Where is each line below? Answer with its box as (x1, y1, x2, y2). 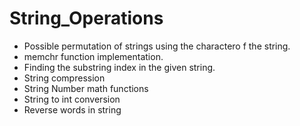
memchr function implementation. (23, 50, 164, 62)
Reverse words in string (23, 103, 122, 116)
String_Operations (9, 7, 164, 30)
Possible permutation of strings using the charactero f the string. (23, 40, 291, 52)
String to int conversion (23, 93, 121, 105)
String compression (23, 72, 106, 84)
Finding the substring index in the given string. (23, 61, 216, 73)
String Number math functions (23, 82, 149, 94)
